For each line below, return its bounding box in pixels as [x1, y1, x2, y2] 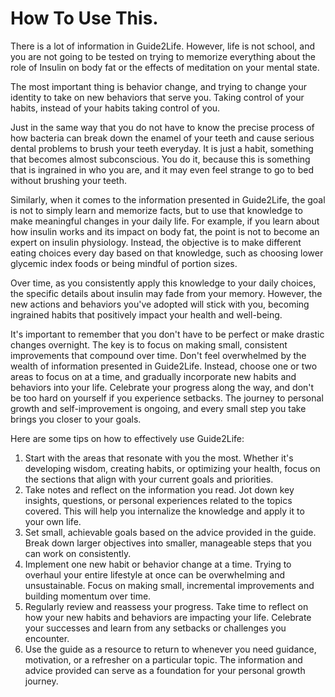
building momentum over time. [24, 590, 152, 602]
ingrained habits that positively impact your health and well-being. [10, 308, 283, 321]
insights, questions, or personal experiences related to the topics [24, 494, 293, 506]
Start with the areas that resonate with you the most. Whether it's [24, 452, 294, 464]
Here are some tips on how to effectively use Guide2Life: [10, 432, 245, 444]
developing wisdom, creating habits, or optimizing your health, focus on [24, 462, 321, 474]
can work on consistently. [24, 547, 132, 559]
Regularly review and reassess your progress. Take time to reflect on [24, 600, 309, 612]
